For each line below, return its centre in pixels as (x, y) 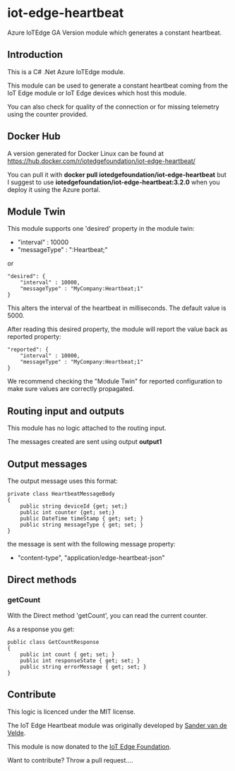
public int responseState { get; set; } (80, 661)
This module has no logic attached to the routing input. (87, 428)
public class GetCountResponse (53, 642)
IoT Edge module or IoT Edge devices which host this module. (97, 92)
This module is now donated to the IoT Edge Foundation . (89, 746)
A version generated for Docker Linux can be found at (86, 153)
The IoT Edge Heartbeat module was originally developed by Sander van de (117, 725)
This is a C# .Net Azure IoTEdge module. (66, 71)
